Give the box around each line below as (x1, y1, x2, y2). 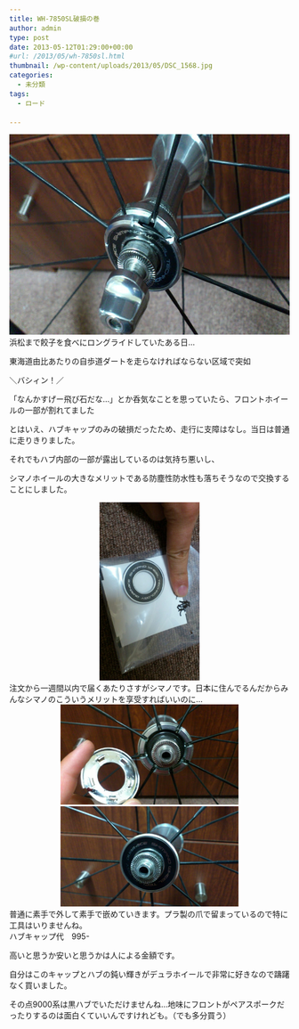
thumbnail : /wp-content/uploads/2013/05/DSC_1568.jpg (9, 61, 214, 70)
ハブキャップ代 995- (9, 931, 91, 942)
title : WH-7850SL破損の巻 (9, 14, 101, 23)
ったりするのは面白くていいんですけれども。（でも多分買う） (9, 1010, 231, 1021)
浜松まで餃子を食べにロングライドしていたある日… (9, 337, 196, 347)
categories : (9, 71, 53, 80)
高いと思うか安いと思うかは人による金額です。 (9, 950, 180, 961)
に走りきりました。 (9, 435, 80, 445)
